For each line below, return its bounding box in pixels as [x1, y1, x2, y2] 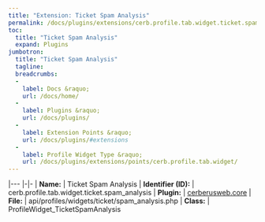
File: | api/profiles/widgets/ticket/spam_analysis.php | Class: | [8, 196, 211, 205]
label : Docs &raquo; [22, 84, 90, 93]
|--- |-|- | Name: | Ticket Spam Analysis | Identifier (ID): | [8, 179, 195, 189]
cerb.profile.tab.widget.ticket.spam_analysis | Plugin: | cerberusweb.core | [8, 188, 252, 198]
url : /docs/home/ [22, 92, 80, 100]
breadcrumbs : [15, 70, 58, 78]
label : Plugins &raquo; [22, 107, 101, 115]
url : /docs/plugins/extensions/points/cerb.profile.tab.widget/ [22, 158, 238, 166]
